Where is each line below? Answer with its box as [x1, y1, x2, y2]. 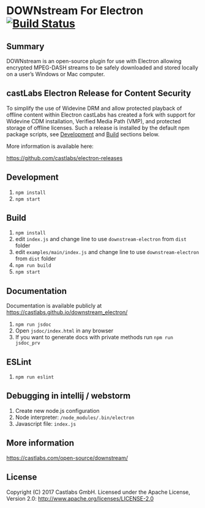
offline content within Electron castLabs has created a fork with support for [6, 111, 196, 118]
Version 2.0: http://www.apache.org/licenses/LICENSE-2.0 [6, 495, 154, 502]
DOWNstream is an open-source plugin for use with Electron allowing [6, 58, 182, 64]
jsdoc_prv [15, 340, 41, 347]
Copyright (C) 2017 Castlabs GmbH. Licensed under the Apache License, [6, 488, 191, 496]
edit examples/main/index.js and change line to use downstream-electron [15, 248, 199, 256]
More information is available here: [6, 142, 94, 150]
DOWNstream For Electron [6, 4, 144, 18]
